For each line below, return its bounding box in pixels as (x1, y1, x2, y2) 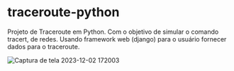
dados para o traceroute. (7, 42, 80, 51)
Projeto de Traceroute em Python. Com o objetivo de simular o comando (7, 27, 219, 36)
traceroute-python (7, 4, 120, 20)
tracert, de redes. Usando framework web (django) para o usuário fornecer (7, 34, 227, 43)
